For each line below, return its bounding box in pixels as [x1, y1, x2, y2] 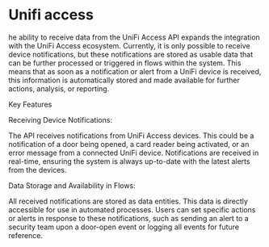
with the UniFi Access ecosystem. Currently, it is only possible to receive [8, 40, 250, 50]
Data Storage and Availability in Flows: [8, 180, 136, 190]
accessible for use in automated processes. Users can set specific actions [8, 204, 256, 215]
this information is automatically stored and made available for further [8, 75, 241, 85]
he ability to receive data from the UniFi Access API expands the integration [8, 32, 260, 42]
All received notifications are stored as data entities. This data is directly [8, 196, 249, 206]
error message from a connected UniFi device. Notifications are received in [8, 148, 259, 157]
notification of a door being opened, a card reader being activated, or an [8, 139, 250, 149]
